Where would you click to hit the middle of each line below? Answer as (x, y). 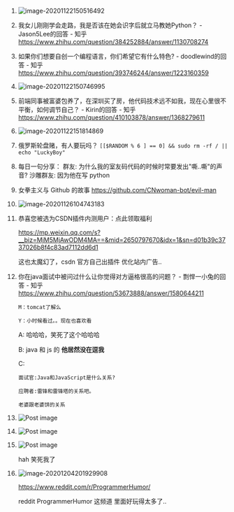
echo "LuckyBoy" (42, 152)
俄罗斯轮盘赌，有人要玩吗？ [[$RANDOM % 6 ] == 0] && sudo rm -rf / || (123, 145)
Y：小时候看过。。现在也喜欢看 (55, 321)
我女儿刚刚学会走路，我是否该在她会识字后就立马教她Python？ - (110, 25)
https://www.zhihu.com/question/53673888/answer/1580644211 (111, 293)
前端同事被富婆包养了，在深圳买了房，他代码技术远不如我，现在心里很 (119, 101)
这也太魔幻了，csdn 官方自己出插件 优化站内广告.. (90, 262)
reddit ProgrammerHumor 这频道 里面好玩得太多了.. (92, 501)
